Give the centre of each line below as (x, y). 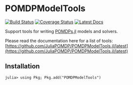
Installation (22, 66)
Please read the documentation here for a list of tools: (59, 41)
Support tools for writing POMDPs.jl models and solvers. (62, 31)
